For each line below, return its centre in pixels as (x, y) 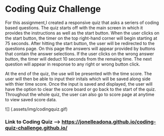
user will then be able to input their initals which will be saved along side (78, 79)
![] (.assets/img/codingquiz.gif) (36, 109)
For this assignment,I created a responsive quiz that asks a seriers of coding (82, 23)
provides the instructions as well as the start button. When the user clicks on (82, 33)
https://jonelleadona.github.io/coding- (109, 122)
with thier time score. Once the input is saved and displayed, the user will (79, 84)
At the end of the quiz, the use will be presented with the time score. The (79, 73)
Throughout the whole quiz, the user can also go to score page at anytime (80, 94)
